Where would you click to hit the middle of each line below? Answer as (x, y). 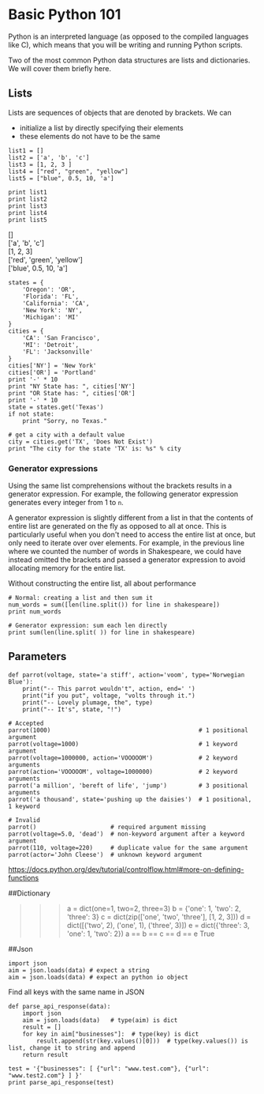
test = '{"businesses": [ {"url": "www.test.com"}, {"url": (109, 1069)
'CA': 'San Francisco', (61, 338)
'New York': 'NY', (52, 310)
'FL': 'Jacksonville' (58, 352)
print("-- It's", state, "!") (72, 709)
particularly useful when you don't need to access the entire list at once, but (132, 534)
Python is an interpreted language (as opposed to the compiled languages (128, 36)
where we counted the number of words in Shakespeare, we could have (125, 552)
